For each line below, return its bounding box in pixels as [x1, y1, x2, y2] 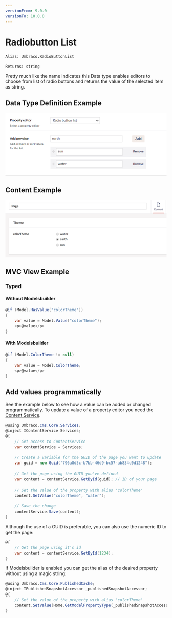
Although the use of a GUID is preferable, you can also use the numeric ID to [5, 523, 167, 529]
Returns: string [5, 64, 40, 69]
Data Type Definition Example [5, 99, 102, 107]
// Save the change [14, 504, 56, 509]
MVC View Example [5, 268, 70, 276]
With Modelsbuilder [5, 340, 49, 346]
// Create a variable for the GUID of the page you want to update [14, 455, 161, 460]
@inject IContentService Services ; [5, 428, 81, 433]
